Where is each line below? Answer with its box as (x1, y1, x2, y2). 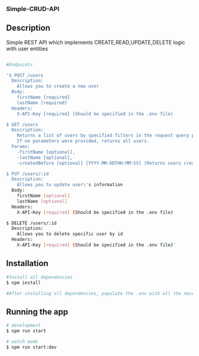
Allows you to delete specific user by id (17, 231, 123, 237)
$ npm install (6, 280, 41, 286)
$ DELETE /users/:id (6, 220, 57, 226)
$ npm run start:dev (6, 344, 57, 350)
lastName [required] (17, 100, 68, 105)
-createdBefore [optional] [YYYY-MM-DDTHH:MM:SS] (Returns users (17, 160, 182, 166)
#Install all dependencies (6, 274, 73, 280)
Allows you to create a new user (17, 84, 99, 89)
